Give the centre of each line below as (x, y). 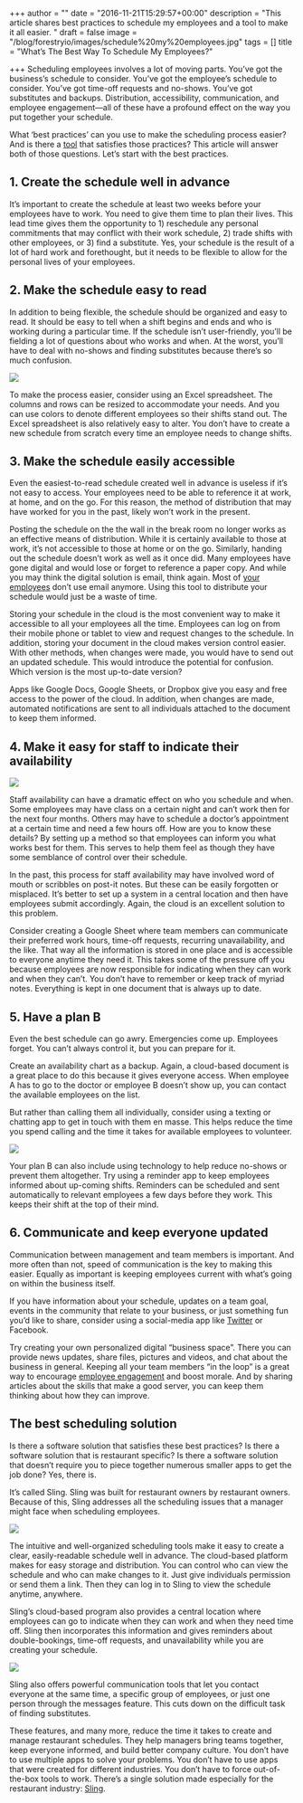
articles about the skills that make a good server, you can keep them (137, 1385)
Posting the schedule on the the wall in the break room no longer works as (148, 529)
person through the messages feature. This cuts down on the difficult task (147, 1703)
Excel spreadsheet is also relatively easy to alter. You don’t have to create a (150, 423)
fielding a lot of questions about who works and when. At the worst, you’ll (147, 341)
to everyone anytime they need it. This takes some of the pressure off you (147, 960)
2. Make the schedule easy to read (108, 290)
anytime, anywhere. (46, 1594)
